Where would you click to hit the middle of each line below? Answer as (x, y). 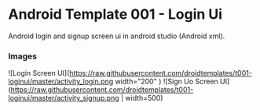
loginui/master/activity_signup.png (64, 98)
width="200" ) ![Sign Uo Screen (167, 82)
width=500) (144, 98)
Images (23, 56)
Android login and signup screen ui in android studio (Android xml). (117, 36)
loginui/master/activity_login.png (61, 82)
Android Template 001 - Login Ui (115, 14)
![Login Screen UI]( (39, 73)
